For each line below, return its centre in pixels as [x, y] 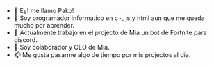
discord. [26, 40]
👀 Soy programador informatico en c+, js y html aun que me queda [109, 18]
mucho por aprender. [44, 25]
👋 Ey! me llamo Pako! [44, 11]
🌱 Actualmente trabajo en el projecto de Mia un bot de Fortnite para [110, 32]
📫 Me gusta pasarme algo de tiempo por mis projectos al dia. [102, 55]
